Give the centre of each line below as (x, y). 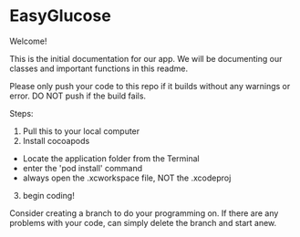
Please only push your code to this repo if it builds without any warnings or (150, 86)
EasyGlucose (60, 16)
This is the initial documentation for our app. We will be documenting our (146, 58)
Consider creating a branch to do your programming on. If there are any (144, 213)
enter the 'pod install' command (83, 168)
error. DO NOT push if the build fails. (78, 96)
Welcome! (28, 41)
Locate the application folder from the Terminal (111, 158)
